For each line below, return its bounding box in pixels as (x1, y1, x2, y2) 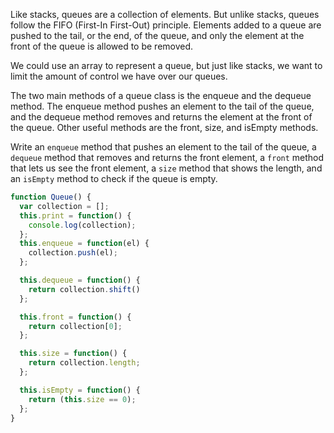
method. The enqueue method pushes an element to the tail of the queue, (10, 100, 315, 112)
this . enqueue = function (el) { (19, 239, 150, 249)
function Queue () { (10, 192, 92, 202)
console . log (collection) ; (28, 220, 137, 230)
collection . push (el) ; (28, 248, 118, 258)
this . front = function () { (19, 312, 132, 322)
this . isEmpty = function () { (19, 385, 141, 395)
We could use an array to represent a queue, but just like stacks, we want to (10, 60, 323, 71)
